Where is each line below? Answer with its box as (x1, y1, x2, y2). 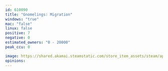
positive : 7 (5, 30, 30, 35)
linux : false (5, 26, 32, 31)
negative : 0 (5, 35, 30, 40)
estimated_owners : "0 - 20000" (5, 40, 70, 45)
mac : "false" (5, 21, 32, 26)
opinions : (5, 58, 26, 63)
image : (5, 53, 19, 58)
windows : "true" (5, 16, 39, 21)
